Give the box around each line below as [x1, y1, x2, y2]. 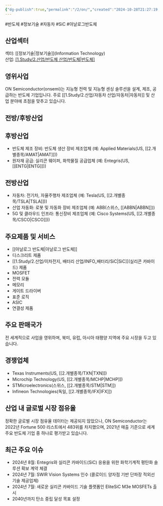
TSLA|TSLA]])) [18, 199, 47, 204]
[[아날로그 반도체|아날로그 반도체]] [12, 246, 78, 252]
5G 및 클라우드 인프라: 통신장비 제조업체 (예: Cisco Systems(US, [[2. [12, 211, 144, 217]
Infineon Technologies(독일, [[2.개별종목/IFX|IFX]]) [12, 388, 112, 394]
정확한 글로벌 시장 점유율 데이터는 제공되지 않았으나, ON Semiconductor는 [5, 418, 147, 424]
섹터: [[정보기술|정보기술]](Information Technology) [5, 51, 106, 56]
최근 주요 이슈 [5, 446, 44, 454]
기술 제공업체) [12, 478, 39, 484]
